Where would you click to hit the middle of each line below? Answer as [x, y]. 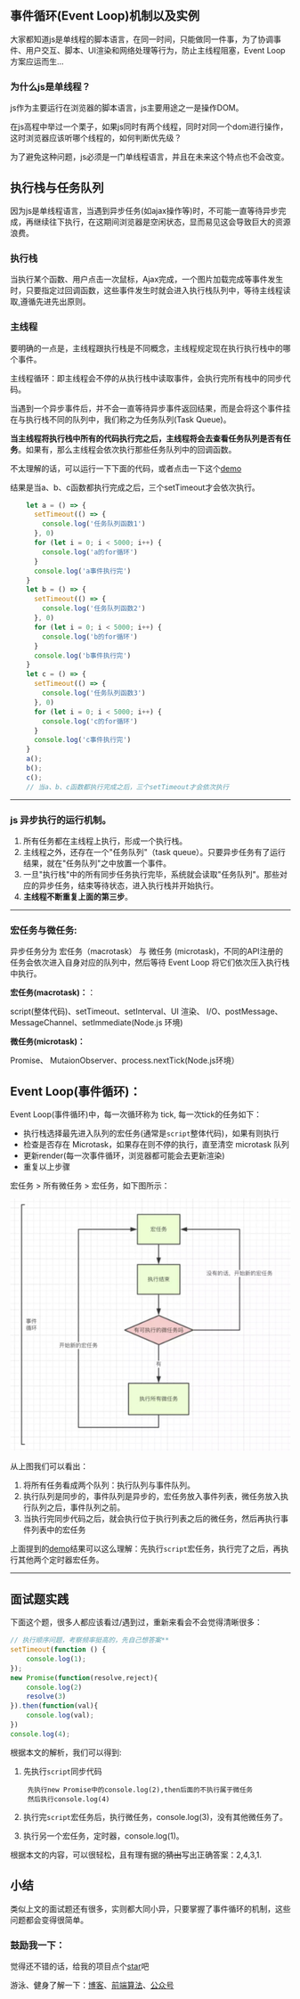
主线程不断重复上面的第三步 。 [77, 896]
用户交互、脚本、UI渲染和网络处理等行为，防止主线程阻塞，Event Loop [155, 50]
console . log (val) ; [60, 1716]
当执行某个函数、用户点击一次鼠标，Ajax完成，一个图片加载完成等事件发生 [147, 280]
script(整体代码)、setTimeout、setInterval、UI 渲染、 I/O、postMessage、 [146, 1012]
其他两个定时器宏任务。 [61, 1560]
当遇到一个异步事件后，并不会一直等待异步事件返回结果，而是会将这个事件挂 [150, 408]
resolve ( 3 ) [46, 1697]
